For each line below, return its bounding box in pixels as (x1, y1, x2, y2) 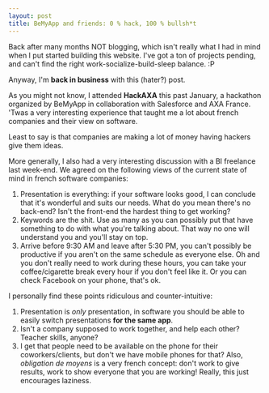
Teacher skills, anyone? (19, 332, 99, 342)
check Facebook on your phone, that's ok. (19, 275, 162, 284)
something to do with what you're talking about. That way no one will (19, 224, 250, 233)
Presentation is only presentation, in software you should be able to (19, 306, 245, 316)
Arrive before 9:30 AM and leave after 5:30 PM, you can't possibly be (19, 241, 252, 250)
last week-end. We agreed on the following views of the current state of (8, 164, 248, 174)
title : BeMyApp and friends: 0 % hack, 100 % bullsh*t (8, 19, 197, 28)
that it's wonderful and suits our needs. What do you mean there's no (19, 198, 251, 207)
